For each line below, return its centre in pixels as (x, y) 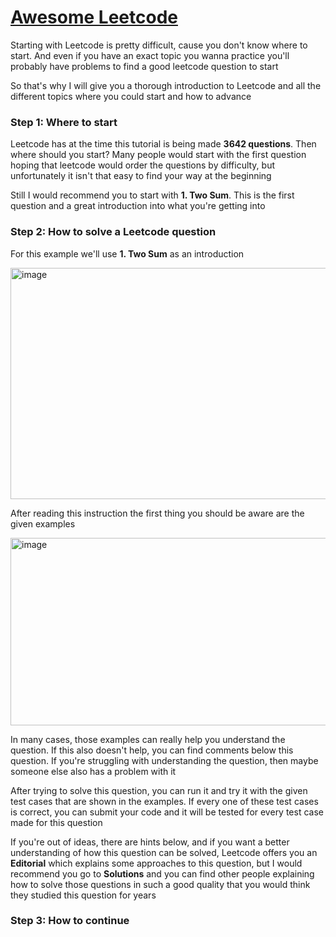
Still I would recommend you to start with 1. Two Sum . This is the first (152, 195)
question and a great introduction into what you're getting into (138, 206)
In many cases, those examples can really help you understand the (148, 739)
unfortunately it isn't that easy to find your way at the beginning (141, 176)
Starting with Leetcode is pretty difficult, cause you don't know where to (159, 45)
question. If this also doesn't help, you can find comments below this (152, 750)
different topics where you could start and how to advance (131, 96)
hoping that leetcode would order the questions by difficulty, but (143, 165)
